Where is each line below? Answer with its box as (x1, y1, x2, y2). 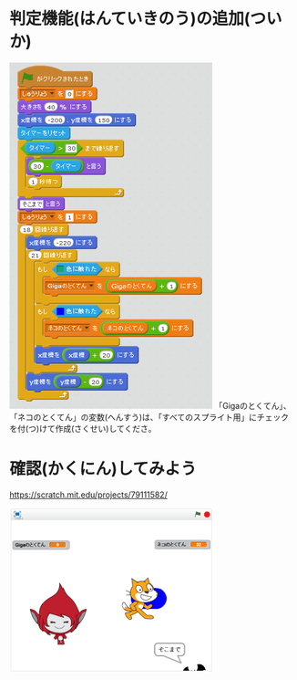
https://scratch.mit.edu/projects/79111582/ (9, 489, 169, 500)
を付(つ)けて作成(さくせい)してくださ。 (9, 423, 157, 434)
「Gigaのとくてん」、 (213, 400, 292, 411)
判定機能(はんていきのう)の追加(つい (9, 8, 282, 29)
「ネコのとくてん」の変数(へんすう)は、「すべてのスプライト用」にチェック (9, 412, 290, 423)
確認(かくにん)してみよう (9, 458, 198, 479)
